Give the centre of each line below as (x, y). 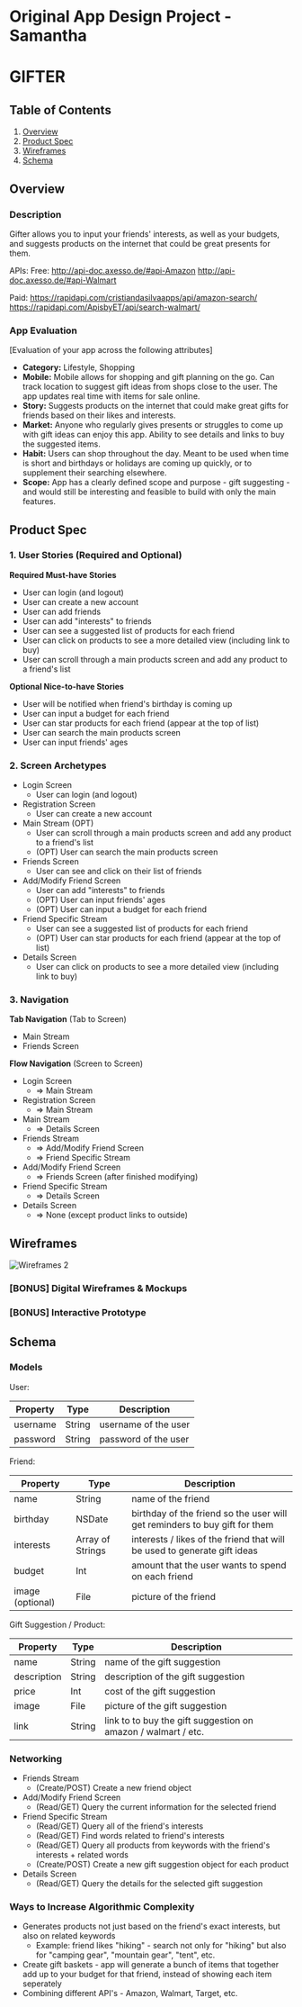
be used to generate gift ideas (195, 1550)
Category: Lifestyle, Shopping (79, 367)
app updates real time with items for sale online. (111, 396)
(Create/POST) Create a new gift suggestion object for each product (162, 1865)
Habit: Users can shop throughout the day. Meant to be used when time (155, 454)
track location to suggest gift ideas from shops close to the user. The (150, 387)
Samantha (48, 36)
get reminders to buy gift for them (203, 1524)
